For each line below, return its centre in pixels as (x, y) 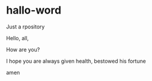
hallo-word (34, 10)
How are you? (23, 49)
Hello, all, (18, 38)
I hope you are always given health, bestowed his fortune (76, 61)
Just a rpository (26, 27)
